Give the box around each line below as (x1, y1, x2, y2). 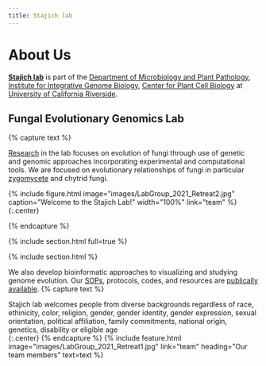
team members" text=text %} (8, 350, 104, 360)
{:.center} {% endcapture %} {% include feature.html (8, 333, 182, 343)
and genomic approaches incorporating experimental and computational (8, 156, 245, 167)
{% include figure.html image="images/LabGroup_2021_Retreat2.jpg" (8, 189, 236, 198)
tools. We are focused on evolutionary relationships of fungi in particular (8, 165, 245, 175)
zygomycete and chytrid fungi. (8, 174, 109, 183)
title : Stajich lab (8, 11, 73, 20)
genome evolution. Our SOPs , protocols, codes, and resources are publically (8, 275, 258, 286)
